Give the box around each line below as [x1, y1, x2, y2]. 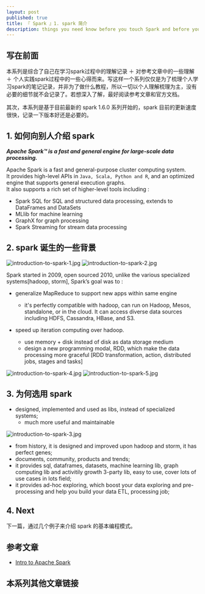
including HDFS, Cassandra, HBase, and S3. [24, 314, 135, 321]
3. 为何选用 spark [6, 389, 72, 399]
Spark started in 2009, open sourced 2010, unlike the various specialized [6, 271, 190, 279]
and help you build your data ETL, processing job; [45, 487, 170, 495]
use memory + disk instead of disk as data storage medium [24, 338, 174, 345]
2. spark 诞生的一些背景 [6, 242, 96, 253]
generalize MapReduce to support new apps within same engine [15, 289, 178, 297]
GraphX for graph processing [15, 217, 89, 224]
